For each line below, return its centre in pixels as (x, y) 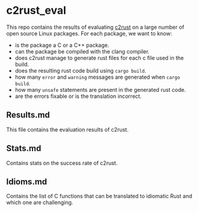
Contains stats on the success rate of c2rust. (62, 163)
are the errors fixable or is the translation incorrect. (78, 96)
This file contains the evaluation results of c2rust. (67, 129)
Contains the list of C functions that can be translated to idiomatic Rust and (99, 196)
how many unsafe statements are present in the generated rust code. (101, 89)
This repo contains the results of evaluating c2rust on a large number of (95, 27)
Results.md (28, 115)
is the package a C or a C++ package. (62, 45)
